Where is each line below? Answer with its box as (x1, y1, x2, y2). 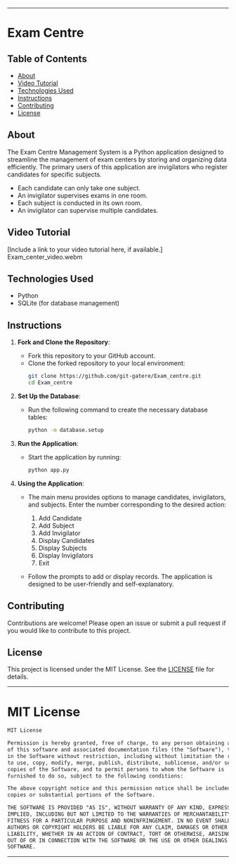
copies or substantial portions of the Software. (7, 792, 156, 799)
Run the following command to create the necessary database (27, 405, 209, 414)
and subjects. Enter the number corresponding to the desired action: (27, 500, 226, 509)
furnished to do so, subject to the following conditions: (7, 772, 184, 780)
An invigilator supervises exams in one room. (17, 191, 148, 199)
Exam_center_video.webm (7, 252, 83, 261)
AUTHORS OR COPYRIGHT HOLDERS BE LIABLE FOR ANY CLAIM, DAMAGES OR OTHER (7, 823, 228, 831)
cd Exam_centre (27, 379, 72, 386)
